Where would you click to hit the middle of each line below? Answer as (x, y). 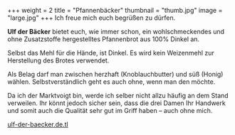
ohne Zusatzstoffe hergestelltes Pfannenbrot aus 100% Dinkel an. (104, 39)
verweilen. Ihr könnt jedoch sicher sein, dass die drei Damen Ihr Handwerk (116, 103)
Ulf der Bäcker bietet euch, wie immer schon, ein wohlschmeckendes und (116, 32)
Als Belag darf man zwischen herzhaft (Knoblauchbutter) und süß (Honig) (115, 74)
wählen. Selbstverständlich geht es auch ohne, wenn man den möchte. (111, 82)
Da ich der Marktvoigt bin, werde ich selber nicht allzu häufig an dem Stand (118, 96)
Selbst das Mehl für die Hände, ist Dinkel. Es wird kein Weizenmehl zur (111, 53)
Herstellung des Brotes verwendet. (58, 60)
